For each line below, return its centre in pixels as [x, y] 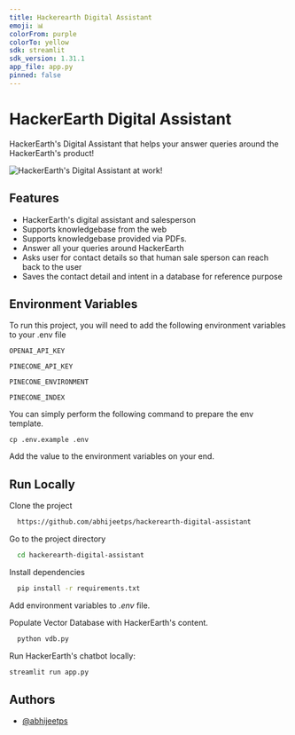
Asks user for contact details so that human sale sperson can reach [145, 257]
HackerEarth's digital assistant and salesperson [109, 219]
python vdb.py [43, 639]
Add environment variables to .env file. [80, 605]
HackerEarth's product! [52, 153]
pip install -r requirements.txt [79, 588]
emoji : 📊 [27, 26]
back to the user [52, 266]
